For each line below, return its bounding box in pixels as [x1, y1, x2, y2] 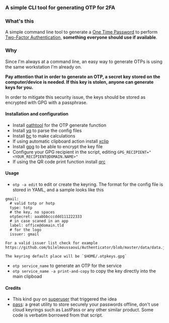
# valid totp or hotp [10, 201, 55, 206]
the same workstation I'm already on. [5, 63, 82, 70]
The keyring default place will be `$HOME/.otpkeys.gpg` [5, 253, 127, 259]
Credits [5, 285, 21, 291]
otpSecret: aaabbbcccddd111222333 [10, 214, 82, 219]
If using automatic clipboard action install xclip [12, 138, 109, 144]
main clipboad [12, 273, 42, 279]
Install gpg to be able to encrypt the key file [12, 143, 103, 150]
